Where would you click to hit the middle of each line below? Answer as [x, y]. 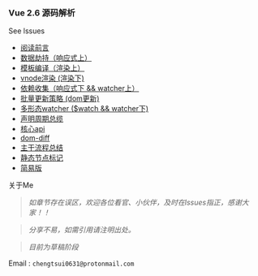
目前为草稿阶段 [53, 247]
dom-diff [35, 138]
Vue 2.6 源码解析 [42, 12]
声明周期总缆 [41, 119]
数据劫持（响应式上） [56, 58]
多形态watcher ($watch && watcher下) [84, 109]
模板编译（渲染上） [52, 68]
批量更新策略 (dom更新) [60, 98]
